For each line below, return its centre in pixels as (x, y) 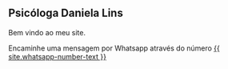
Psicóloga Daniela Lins (66, 13)
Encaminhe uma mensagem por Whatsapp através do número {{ (114, 48)
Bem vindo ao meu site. (47, 32)
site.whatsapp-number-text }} (57, 56)
